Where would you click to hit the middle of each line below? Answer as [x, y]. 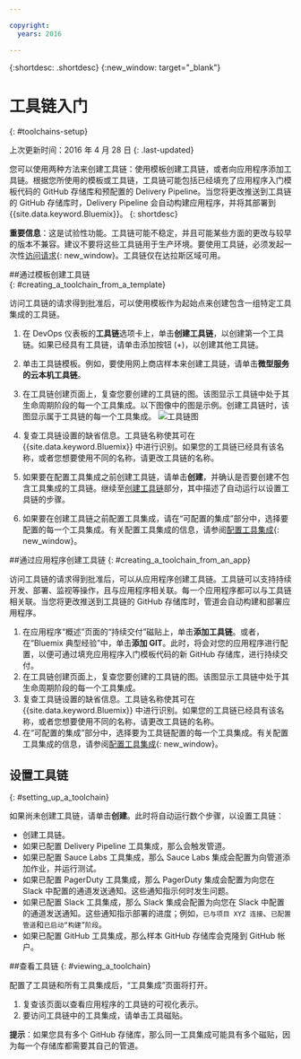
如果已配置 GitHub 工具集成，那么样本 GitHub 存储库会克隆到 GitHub [149, 936]
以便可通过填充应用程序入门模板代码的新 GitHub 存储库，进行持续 [159, 654]
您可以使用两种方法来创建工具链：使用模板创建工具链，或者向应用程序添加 [146, 169]
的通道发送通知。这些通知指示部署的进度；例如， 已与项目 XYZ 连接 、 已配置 [156, 914]
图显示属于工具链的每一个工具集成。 [89, 416]
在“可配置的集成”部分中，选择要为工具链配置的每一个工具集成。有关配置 [155, 733]
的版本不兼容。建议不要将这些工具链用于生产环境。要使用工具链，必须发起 [146, 244]
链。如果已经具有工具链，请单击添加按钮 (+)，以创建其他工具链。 [143, 345]
